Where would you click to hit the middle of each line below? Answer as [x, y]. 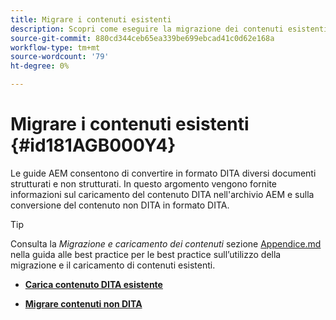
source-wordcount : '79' [60, 57]
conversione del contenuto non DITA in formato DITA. [120, 205]
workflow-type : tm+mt [55, 47]
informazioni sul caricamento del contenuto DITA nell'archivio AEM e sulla [162, 194]
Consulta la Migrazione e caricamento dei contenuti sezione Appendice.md [166, 243]
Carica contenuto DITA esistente [93, 284]
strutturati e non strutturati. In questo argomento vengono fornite [144, 183]
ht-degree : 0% [40, 66]
